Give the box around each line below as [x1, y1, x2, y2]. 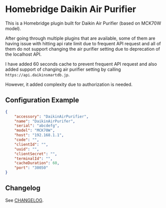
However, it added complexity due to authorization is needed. [5, 81, 133, 87]
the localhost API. [5, 51, 42, 57]
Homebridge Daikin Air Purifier [5, 4, 137, 15]
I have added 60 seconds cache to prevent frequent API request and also [5, 61, 157, 67]
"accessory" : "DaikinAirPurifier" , [14, 114, 89, 119]
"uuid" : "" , [14, 147, 39, 152]
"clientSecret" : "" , [14, 151, 57, 156]
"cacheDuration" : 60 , [14, 161, 59, 166]
